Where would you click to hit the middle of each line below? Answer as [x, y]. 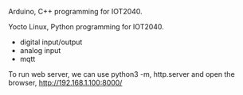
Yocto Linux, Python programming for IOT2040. [86, 27]
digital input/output [51, 42]
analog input [40, 50]
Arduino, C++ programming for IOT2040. [76, 11]
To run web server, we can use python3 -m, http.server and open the [121, 74]
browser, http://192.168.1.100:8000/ [65, 83]
